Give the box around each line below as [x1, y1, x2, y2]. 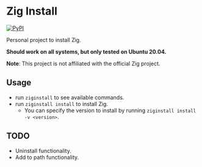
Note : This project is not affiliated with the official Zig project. [6, 60, 161, 67]
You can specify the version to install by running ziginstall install [24, 107, 197, 114]
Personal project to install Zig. [6, 36, 81, 43]
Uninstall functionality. [15, 147, 71, 154]
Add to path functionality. [15, 154, 79, 161]
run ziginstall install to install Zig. [15, 100, 109, 107]
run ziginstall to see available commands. [15, 93, 124, 101]
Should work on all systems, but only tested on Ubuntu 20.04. [6, 48, 167, 55]
